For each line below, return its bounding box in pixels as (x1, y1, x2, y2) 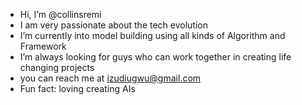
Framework (19, 40, 67, 52)
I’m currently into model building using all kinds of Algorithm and (19, 30, 286, 41)
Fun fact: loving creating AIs (19, 83, 136, 94)
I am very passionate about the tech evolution (19, 19, 209, 31)
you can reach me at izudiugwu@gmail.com (19, 72, 202, 84)
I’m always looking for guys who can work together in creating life (19, 51, 292, 63)
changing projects (19, 62, 95, 73)
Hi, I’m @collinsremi (19, 9, 102, 20)
